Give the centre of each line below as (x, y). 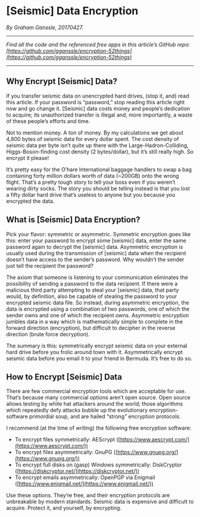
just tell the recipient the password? (50, 265)
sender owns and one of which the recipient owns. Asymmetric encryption (98, 315)
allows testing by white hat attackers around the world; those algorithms (95, 404)
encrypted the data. (30, 201)
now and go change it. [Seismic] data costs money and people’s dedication (98, 108)
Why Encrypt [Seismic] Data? (62, 82)
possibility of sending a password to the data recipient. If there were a (92, 283)
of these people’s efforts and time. (48, 121)
